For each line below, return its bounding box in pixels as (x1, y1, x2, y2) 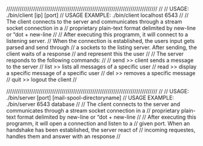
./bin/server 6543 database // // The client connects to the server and (6, 101, 181, 108)
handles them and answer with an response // (6, 133, 121, 140)
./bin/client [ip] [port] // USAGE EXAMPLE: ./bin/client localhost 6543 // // (6, 12, 189, 19)
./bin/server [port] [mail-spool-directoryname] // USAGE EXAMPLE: (6, 94, 175, 101)
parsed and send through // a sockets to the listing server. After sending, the (6, 44, 197, 51)
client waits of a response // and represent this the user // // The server (6, 50, 184, 57)
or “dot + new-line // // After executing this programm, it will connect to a (6, 31, 188, 38)
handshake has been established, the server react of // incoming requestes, (6, 127, 196, 133)
